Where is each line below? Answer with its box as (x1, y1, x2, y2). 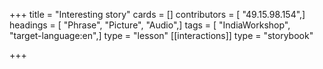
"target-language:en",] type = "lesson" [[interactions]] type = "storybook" (9, 30, 314, 41)
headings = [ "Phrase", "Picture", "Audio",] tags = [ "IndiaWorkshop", (9, 19, 291, 31)
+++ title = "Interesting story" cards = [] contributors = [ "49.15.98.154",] (9, 9, 306, 20)
